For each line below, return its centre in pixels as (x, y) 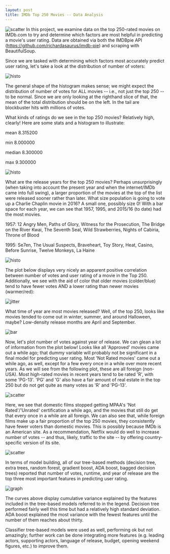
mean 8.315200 (22, 132)
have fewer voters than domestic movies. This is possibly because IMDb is (83, 426)
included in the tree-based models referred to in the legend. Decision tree (82, 504)
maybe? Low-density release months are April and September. (71, 322)
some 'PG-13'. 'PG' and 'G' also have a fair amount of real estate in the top (83, 380)
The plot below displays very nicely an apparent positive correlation (76, 270)
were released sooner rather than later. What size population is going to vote (85, 198)
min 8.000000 (20, 142)
